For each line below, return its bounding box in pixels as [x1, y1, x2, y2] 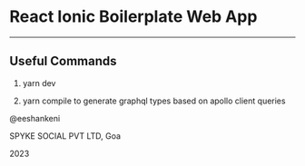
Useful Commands [9, 54, 117, 69]
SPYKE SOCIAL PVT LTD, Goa [9, 130, 121, 142]
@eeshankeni [9, 112, 61, 123]
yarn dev [22, 77, 56, 88]
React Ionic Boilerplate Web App [9, 6, 258, 27]
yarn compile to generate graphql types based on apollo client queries [22, 95, 286, 106]
